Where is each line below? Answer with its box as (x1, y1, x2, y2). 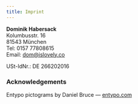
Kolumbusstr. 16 (6, 31, 46, 39)
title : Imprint (6, 8, 45, 15)
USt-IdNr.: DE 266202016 (6, 63, 69, 70)
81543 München (6, 38, 47, 45)
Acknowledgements (6, 78, 67, 86)
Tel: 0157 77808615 (6, 44, 54, 52)
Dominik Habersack (6, 25, 57, 32)
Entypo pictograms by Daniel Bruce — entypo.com (6, 91, 133, 98)
